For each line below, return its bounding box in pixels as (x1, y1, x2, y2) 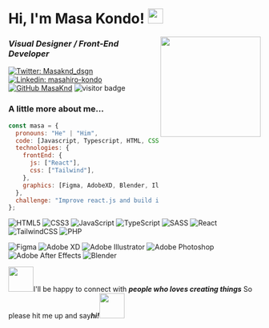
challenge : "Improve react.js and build (15, 196, 152, 204)
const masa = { (8, 121, 59, 130)
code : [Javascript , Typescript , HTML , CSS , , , (15, 136, 206, 144)
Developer (8, 48, 50, 59)
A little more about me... (8, 103, 104, 115)
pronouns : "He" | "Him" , (15, 129, 98, 137)
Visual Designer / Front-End (8, 38, 119, 50)
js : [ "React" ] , (29, 159, 81, 168)
